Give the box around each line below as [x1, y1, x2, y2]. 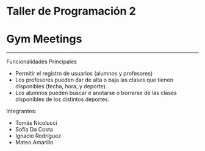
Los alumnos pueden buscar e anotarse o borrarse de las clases [15, 90, 177, 97]
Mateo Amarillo [15, 139, 54, 146]
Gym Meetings [6, 32, 82, 46]
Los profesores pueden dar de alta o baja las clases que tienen [15, 76, 174, 83]
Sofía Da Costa [15, 126, 53, 133]
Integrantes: [6, 108, 37, 115]
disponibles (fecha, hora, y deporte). [15, 83, 107, 90]
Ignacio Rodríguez [15, 132, 62, 139]
